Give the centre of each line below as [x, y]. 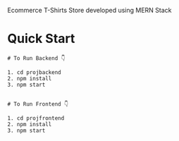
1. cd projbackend [34, 72]
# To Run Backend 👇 [36, 58]
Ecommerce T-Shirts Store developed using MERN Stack [89, 10]
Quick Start [41, 39]
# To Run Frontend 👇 [38, 104]
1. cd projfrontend [36, 118]
